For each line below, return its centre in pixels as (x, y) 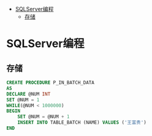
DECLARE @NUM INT (28, 94)
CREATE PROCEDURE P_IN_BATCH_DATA (51, 83)
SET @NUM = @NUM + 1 (44, 117)
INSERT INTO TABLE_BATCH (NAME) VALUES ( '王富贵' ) (82, 123)
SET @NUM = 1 (23, 100)
